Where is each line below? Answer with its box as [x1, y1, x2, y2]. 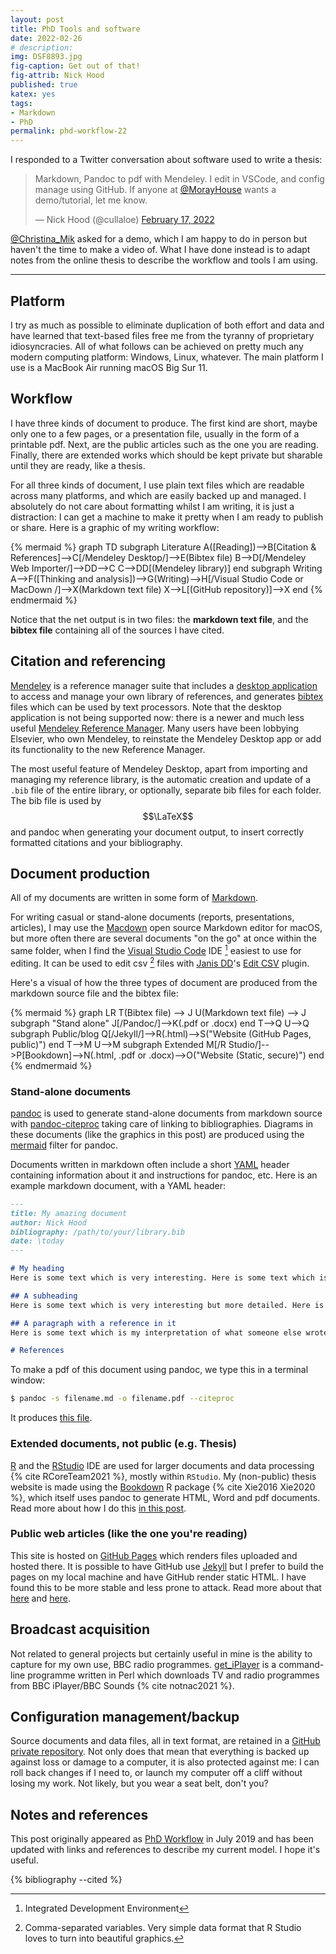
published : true [10, 80, 78, 90]
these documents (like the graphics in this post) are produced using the [10, 1128, 305, 1140]
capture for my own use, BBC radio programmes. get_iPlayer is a [10, 1658, 277, 1670]
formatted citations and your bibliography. [10, 836, 183, 848]
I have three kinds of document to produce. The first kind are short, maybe [10, 417, 318, 429]
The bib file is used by [10, 794, 102, 806]
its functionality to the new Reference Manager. [10, 743, 206, 755]
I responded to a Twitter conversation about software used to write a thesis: [10, 154, 323, 166]
